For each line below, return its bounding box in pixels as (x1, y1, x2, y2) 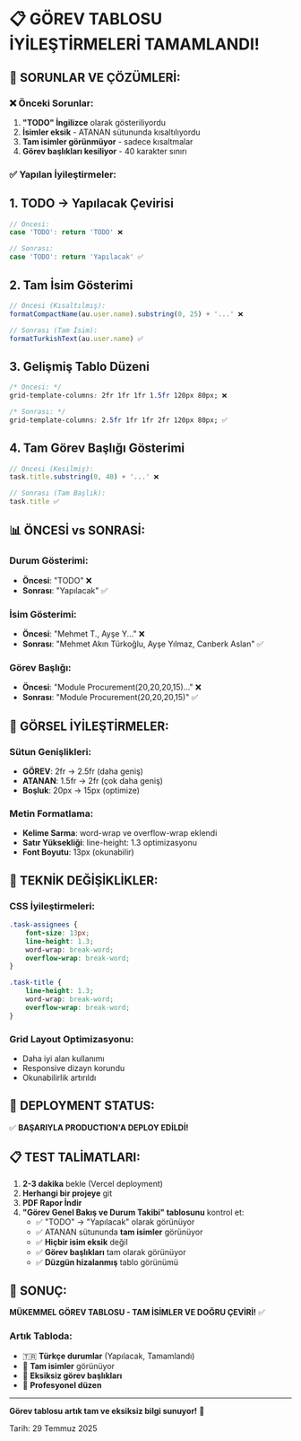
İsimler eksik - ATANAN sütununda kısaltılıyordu (21, 127, 201, 137)
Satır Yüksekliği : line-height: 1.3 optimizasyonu (21, 838, 197, 848)
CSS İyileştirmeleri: (9, 900, 96, 912)
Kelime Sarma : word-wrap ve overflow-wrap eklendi (21, 828, 218, 839)
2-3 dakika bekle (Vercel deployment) (21, 1178, 164, 1189)
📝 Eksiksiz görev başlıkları (21, 1370, 123, 1381)
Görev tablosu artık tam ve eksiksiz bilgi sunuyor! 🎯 (9, 1405, 205, 1416)
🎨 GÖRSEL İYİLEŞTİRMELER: (9, 718, 169, 734)
